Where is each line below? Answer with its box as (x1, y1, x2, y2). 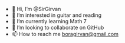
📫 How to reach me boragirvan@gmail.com (11, 31, 119, 37)
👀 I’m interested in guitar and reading (11, 12, 102, 19)
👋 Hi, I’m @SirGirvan (11, 6, 61, 12)
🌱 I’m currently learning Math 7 (11, 18, 87, 24)
